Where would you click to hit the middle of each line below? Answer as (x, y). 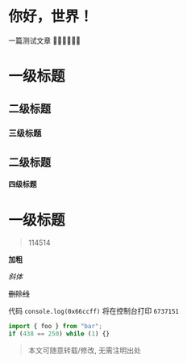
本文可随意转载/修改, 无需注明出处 (84, 350)
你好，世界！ (51, 17)
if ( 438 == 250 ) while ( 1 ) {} (59, 334)
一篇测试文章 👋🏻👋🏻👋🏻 (45, 40)
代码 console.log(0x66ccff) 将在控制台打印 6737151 (94, 311)
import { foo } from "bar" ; (56, 327)
